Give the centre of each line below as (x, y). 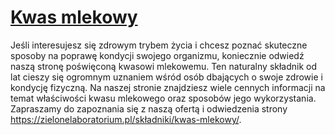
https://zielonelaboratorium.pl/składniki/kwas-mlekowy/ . (126, 119)
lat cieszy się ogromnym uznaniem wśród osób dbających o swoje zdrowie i (166, 77)
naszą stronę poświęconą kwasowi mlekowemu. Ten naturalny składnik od (164, 66)
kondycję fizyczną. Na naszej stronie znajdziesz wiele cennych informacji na (168, 87)
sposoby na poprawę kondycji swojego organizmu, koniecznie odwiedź (157, 55)
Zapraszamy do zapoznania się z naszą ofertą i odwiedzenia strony (149, 108)
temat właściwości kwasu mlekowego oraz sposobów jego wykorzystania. (163, 98)
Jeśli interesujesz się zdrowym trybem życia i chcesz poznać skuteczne (159, 45)
